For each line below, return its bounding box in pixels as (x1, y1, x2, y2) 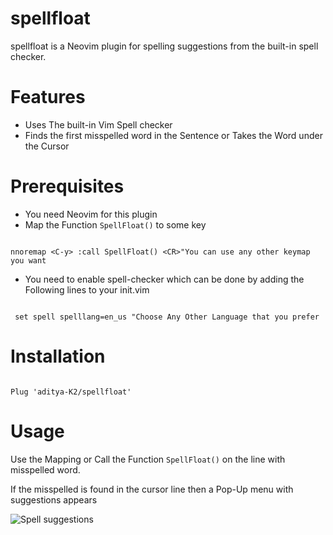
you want (10, 255, 47, 266)
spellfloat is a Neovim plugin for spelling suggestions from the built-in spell (10, 40, 319, 52)
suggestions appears (10, 493, 98, 506)
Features (10, 86, 86, 109)
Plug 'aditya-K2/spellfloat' (10, 387, 132, 397)
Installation (10, 345, 106, 367)
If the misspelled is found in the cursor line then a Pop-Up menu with (10, 483, 294, 495)
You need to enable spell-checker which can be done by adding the (24, 273, 305, 285)
